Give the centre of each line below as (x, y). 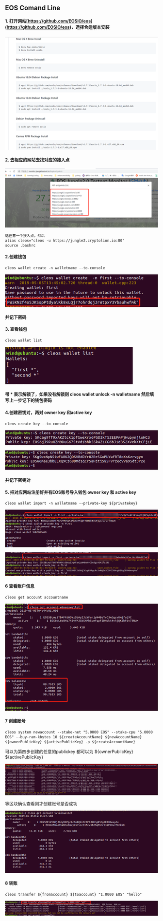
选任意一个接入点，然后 (25, 236)
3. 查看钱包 (16, 329)
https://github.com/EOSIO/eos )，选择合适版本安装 (58, 27)
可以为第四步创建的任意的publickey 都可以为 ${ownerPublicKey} (69, 752)
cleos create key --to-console (37, 424)
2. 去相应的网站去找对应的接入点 (37, 160)
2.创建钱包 (16, 257)
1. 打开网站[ (16, 21)
